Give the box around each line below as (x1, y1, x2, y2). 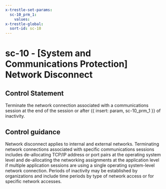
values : (14, 17, 30, 22)
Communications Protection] (5, 58, 128, 70)
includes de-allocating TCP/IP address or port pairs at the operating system (5, 151, 161, 157)
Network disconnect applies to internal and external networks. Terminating (5, 141, 159, 147)
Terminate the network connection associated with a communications (5, 103, 149, 109)
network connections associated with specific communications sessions (5, 146, 154, 152)
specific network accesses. (5, 178, 62, 184)
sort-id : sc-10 (9, 26, 41, 31)
